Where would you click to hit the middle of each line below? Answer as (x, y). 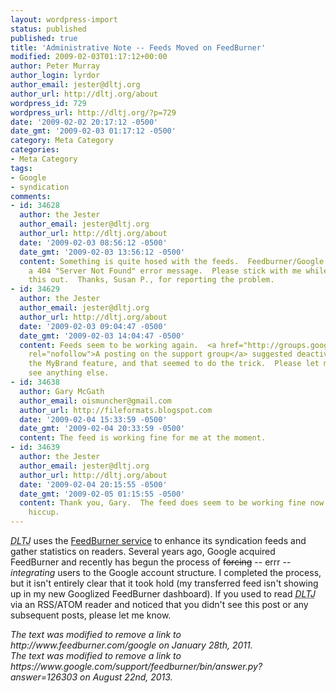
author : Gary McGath (62, 391)
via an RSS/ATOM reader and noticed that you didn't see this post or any (159, 604)
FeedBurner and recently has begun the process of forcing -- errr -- (151, 562)
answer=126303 (44, 677)
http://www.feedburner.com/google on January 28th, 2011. (131, 645)
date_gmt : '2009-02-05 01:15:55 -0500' (102, 494)
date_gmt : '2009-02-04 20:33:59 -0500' (102, 429)
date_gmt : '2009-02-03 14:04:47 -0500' (102, 336)
